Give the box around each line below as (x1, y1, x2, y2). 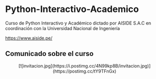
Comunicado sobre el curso (5, 49, 94, 58)
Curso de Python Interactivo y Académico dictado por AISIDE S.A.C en (5, 20, 151, 26)
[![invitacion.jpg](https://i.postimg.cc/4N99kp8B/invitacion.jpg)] (18, 62, 151, 68)
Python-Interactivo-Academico (5, 3, 139, 15)
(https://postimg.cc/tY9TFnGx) (52, 68, 117, 74)
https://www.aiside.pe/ (5, 35, 53, 41)
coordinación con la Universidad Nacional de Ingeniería (5, 25, 120, 31)
